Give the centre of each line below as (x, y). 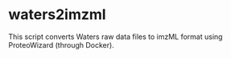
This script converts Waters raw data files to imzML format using (115, 37)
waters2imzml (57, 15)
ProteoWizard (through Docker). (61, 44)
